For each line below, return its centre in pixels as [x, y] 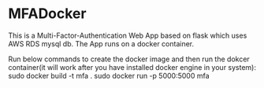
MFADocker [47, 14]
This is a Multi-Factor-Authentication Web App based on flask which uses [128, 35]
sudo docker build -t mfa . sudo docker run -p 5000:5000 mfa [109, 75]
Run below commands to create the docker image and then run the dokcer [129, 59]
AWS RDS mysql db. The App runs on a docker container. [101, 43]
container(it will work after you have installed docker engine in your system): [132, 67]
